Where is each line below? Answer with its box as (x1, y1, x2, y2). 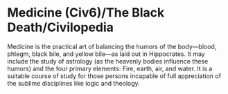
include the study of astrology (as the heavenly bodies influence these (7, 57, 209, 65)
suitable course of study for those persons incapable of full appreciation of (7, 71, 222, 80)
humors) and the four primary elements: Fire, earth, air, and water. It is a (7, 64, 213, 73)
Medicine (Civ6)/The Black (7, 5, 165, 21)
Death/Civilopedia (7, 19, 114, 35)
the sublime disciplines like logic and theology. (7, 79, 140, 87)
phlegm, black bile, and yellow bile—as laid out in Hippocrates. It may (7, 50, 206, 58)
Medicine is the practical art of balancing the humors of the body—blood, (7, 42, 217, 50)
